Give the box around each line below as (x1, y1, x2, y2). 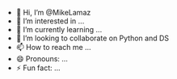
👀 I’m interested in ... (15, 16, 85, 26)
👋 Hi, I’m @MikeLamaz (15, 8, 91, 17)
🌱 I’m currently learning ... (15, 25, 103, 34)
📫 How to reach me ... (15, 43, 91, 52)
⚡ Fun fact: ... (15, 63, 61, 73)
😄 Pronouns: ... (15, 54, 69, 64)
